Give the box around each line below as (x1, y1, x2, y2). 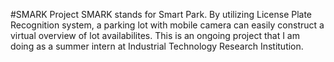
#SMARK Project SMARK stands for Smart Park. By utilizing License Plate (10, 9, 313, 20)
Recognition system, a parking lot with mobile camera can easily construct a (10, 19, 325, 31)
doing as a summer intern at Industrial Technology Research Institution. (10, 40, 304, 52)
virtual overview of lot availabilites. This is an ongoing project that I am (10, 30, 300, 41)
